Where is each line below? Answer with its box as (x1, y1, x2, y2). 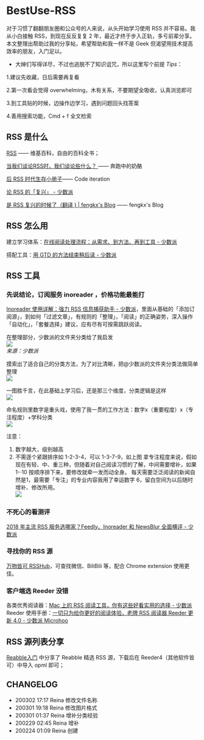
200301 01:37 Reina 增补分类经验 (15, 711, 99, 719)
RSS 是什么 (6, 132, 49, 142)
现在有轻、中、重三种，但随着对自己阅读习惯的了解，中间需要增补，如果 (15, 461, 197, 469)
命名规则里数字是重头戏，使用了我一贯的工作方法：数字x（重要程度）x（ (6, 406, 189, 414)
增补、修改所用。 (15, 484, 58, 491)
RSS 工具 (6, 270, 41, 281)
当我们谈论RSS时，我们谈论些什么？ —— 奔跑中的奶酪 (6, 162, 142, 170)
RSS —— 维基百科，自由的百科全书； (6, 149, 100, 156)
